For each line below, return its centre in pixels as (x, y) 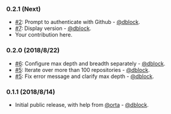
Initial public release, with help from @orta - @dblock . (82, 104)
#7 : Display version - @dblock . (53, 28)
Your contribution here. (44, 35)
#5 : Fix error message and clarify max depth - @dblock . (85, 76)
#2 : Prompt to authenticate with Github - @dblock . (77, 22)
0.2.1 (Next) (23, 9)
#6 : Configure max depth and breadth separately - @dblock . (90, 63)
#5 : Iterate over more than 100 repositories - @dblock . (82, 70)
